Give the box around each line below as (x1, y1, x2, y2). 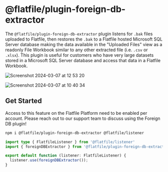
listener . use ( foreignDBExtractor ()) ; (9, 158, 88, 163)
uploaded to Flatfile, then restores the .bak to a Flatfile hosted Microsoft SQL (5, 36, 162, 42)
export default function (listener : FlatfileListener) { (5, 153, 126, 158)
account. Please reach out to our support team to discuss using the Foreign (5, 115, 161, 121)
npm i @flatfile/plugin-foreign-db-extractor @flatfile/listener (5, 130, 144, 135)
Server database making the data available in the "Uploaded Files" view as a (5, 41, 162, 47)
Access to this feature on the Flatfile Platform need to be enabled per (5, 110, 147, 116)
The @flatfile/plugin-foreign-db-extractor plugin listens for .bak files (5, 31, 153, 37)
